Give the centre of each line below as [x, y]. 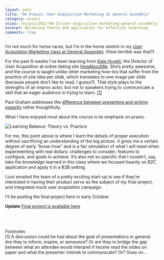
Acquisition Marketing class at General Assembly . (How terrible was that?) [80, 52]
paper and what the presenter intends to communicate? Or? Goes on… [76, 252]
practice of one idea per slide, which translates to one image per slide [75, 77]
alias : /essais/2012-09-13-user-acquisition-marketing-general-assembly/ [82, 23]
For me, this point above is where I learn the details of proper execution [77, 136]
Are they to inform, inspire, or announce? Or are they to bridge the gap [76, 242]
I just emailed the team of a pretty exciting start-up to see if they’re [72, 177]
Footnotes [15, 231]
